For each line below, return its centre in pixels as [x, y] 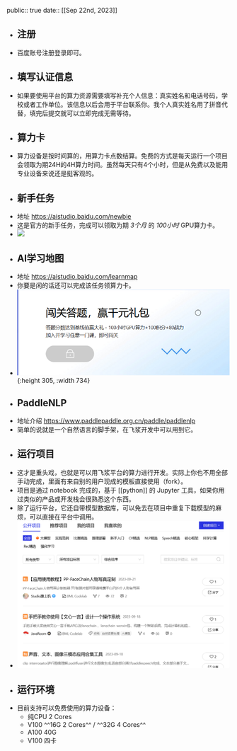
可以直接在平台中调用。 [64, 517]
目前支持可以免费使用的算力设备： [67, 708]
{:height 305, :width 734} [53, 381]
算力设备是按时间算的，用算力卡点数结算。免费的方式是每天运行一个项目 [122, 156]
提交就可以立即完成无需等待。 [91, 113]
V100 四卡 [42, 741]
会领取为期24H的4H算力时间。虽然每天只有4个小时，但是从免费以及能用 [122, 165]
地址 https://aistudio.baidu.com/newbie [74, 217]
